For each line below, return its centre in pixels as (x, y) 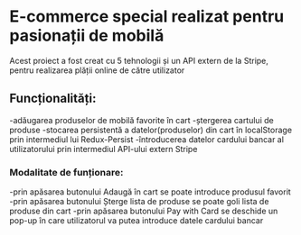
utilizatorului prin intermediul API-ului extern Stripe (103, 149)
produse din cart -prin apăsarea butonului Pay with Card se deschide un (144, 211)
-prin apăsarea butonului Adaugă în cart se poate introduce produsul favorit (150, 192)
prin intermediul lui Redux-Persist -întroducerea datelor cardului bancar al (147, 139)
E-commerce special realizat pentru (147, 17)
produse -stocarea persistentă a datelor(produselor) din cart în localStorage (150, 130)
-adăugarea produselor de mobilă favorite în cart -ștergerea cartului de (141, 120)
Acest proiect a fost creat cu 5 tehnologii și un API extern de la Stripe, (139, 60)
